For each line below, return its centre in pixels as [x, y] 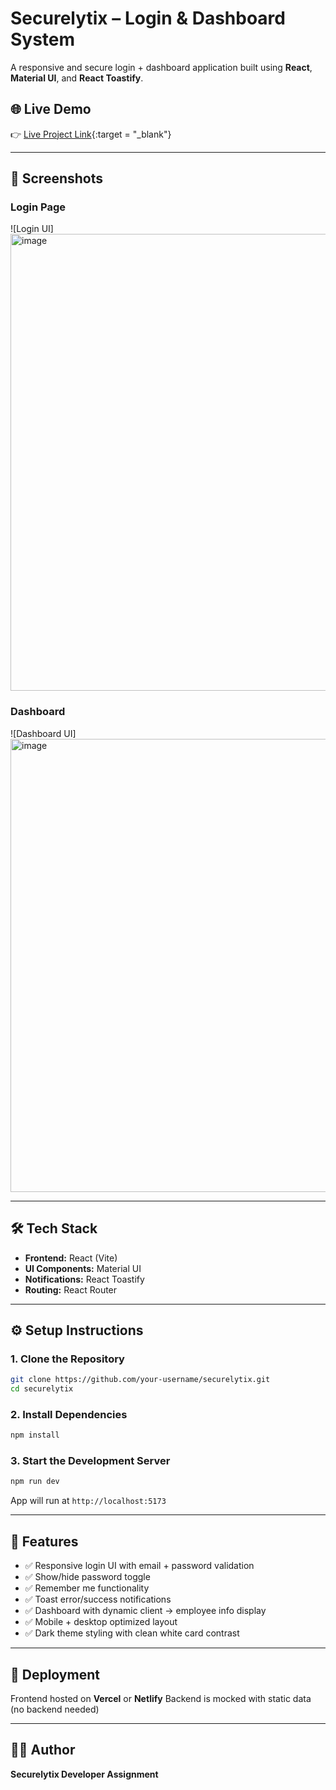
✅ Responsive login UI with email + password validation [139, 1566]
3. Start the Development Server [90, 1461]
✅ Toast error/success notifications [98, 1599]
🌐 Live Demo [51, 109]
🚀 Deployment [55, 1674]
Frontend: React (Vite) [71, 1258]
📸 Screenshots [57, 178]
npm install [35, 1435]
